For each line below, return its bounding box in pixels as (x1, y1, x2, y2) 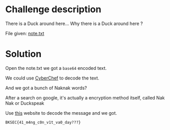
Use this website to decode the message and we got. (5, 110, 117, 116)
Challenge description (5, 4, 102, 15)
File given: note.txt (5, 30, 44, 36)
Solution (5, 48, 42, 60)
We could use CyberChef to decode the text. (5, 75, 100, 81)
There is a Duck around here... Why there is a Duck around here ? (5, 20, 143, 27)
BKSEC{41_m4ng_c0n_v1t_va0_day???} (5, 120, 81, 125)
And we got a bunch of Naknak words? (5, 85, 87, 91)
